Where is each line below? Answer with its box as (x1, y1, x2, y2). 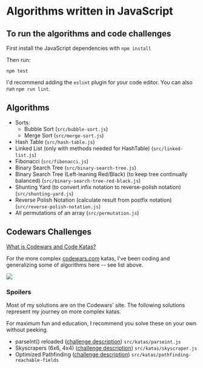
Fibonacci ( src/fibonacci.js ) (15, 157, 89, 165)
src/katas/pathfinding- (131, 352, 191, 358)
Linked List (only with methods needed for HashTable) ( (15, 145, 153, 152)
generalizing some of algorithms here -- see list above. (6, 261, 144, 268)
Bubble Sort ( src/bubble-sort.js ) (24, 125, 108, 132)
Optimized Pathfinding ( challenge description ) (15, 350, 130, 358)
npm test (6, 68, 28, 74)
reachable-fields (15, 357, 59, 363)
